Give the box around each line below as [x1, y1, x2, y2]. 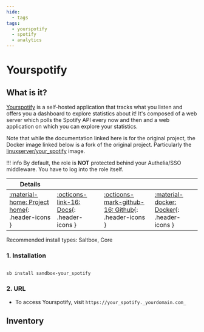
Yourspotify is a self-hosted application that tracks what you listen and [6, 104, 183, 110]
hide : [6, 8, 20, 15]
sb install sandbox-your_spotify [6, 271, 91, 277]
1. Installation [6, 251, 47, 260]
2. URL [6, 285, 26, 293]
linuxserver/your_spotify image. [6, 147, 86, 155]
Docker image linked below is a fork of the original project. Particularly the [6, 141, 192, 148]
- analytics [12, 37, 42, 43]
